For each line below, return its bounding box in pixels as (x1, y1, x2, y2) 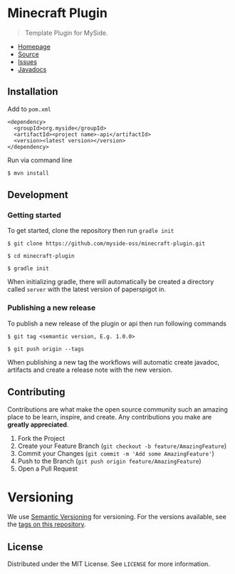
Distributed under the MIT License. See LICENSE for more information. (7, 560, 210, 568)
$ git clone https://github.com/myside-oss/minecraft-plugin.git (7, 240, 205, 247)
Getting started (7, 210, 62, 220)
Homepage (17, 42, 51, 51)
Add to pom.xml (7, 105, 51, 113)
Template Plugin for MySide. (24, 28, 108, 37)
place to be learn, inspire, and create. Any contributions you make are (7, 412, 212, 421)
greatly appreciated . (7, 420, 69, 429)
